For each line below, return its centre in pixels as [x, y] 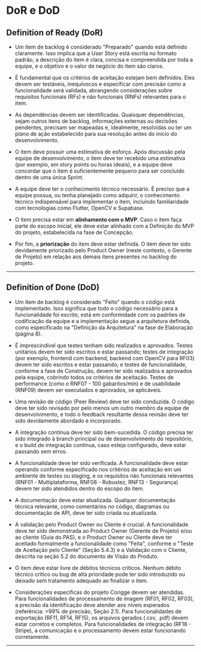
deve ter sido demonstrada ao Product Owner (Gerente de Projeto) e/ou [103, 530]
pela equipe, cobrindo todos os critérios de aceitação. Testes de [94, 377]
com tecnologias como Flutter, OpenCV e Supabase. [80, 208]
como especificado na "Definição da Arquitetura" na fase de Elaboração [104, 327]
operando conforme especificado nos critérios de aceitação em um [98, 469]
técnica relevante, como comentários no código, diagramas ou [92, 506]
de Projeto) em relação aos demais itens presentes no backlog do [96, 256]
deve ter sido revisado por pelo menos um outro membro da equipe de [102, 407]
